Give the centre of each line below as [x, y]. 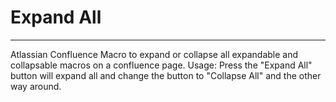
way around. [36, 86]
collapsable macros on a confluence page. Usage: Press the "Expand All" [161, 65]
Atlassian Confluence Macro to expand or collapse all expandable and [154, 54]
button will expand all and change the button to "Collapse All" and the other [166, 75]
